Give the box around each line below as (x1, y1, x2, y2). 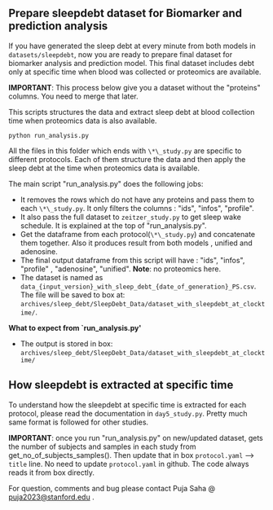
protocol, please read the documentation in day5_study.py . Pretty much (8, 408, 248, 418)
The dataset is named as (20, 272, 103, 282)
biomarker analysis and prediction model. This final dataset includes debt (8, 58, 255, 68)
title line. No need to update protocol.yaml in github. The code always (8, 459, 249, 468)
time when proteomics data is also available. (8, 116, 157, 125)
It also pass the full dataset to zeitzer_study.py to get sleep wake (20, 212, 242, 222)
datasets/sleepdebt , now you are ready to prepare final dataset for (8, 49, 233, 59)
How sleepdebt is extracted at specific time (8, 378, 234, 392)
